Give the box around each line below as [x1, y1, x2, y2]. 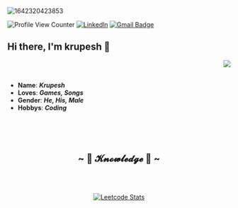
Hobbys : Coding [17, 103, 67, 112]
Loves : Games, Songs [17, 88, 84, 97]
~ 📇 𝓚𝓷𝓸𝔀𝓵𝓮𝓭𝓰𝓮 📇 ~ [77, 153, 161, 165]
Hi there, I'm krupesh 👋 [7, 41, 110, 53]
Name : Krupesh [17, 81, 65, 89]
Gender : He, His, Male [17, 96, 84, 104]
